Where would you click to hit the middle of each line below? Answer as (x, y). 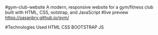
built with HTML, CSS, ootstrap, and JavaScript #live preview (67, 12)
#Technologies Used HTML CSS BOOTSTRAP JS (54, 27)
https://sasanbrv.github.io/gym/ (37, 17)
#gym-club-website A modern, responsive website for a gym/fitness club (79, 7)
